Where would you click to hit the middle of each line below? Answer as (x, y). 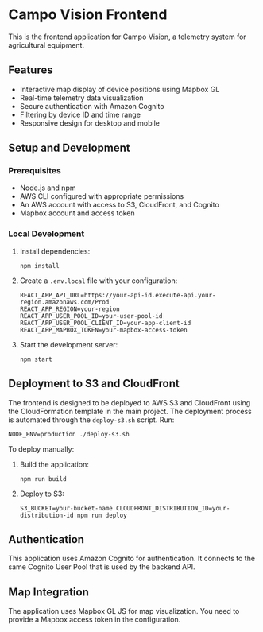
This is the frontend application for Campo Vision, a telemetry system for (127, 37)
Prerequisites (35, 171)
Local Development (46, 234)
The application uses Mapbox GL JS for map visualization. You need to (124, 611)
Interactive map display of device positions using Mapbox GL (120, 89)
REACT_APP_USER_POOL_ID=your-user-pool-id (91, 316)
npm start (36, 359)
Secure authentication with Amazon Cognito (92, 106)
